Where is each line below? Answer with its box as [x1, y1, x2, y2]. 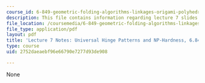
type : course [6, 43, 40, 49]
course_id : [6, 9, 34, 15]
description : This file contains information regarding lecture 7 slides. [6, 15, 201, 21]
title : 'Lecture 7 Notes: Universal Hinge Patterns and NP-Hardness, [6, 37, 187, 43]
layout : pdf [6, 32, 37, 38]
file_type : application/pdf [6, 26, 78, 32]
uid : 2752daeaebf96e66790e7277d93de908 [6, 49, 108, 55]
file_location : [6, 20, 45, 26]
